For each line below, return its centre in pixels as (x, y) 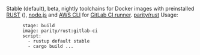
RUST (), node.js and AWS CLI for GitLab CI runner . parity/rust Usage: (92, 15)
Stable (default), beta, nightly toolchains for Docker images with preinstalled (100, 9)
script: (32, 36)
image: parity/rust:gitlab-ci (60, 31)
